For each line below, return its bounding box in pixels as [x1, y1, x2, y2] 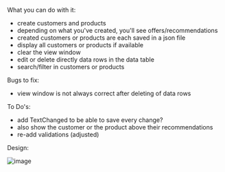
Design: [7, 144, 29, 151]
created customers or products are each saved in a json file [16, 34, 186, 42]
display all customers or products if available [16, 41, 144, 49]
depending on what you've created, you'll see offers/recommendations [16, 27, 218, 34]
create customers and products [16, 19, 106, 27]
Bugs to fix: [7, 76, 40, 84]
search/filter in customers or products [16, 63, 125, 71]
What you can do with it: [7, 6, 76, 14]
